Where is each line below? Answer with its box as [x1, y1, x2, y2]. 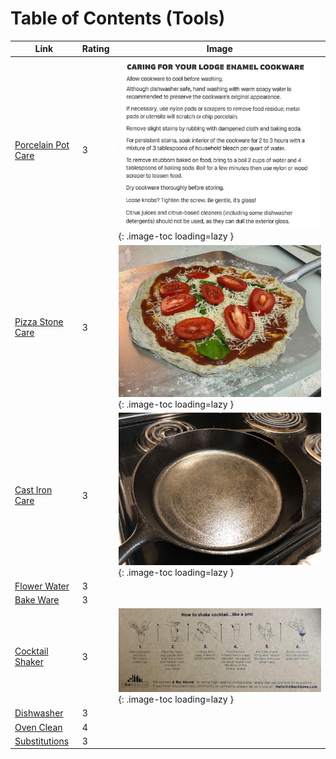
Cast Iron [14, 484, 53, 496]
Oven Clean [14, 721, 63, 733]
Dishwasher [14, 707, 64, 719]
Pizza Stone [14, 316, 64, 328]
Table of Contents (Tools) [10, 7, 226, 30]
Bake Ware [14, 594, 60, 606]
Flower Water [14, 580, 70, 592]
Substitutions [14, 735, 70, 747]
